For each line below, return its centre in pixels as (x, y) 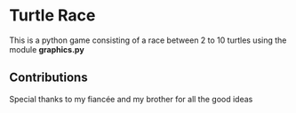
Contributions (48, 78)
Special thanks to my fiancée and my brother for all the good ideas (131, 99)
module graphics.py (47, 49)
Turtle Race (52, 16)
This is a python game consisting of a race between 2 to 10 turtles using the (148, 40)
